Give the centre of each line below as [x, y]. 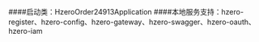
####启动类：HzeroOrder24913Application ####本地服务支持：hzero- [126, 12]
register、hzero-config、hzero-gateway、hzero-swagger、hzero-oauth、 [132, 22]
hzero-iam [25, 31]
